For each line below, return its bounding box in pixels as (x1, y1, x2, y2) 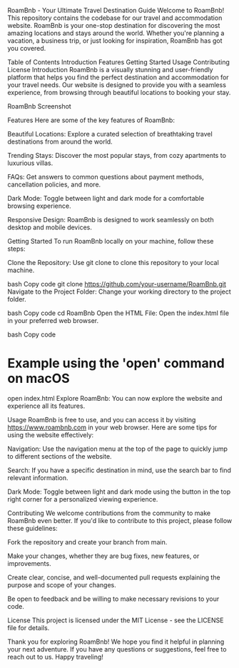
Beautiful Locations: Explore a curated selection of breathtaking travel (7, 130, 213, 138)
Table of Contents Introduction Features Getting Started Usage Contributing (7, 58, 230, 66)
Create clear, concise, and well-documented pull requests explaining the (7, 573, 220, 582)
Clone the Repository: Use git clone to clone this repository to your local (7, 259, 219, 266)
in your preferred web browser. (7, 316, 99, 324)
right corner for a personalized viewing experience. (7, 494, 158, 503)
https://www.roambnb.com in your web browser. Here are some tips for (7, 423, 218, 432)
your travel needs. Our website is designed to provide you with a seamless (7, 81, 227, 89)
